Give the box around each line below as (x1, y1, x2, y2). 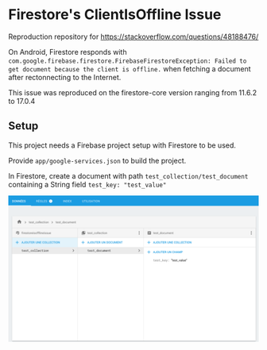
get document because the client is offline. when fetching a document (8, 63, 252, 73)
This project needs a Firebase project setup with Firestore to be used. (8, 140, 237, 150)
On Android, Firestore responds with (8, 47, 127, 56)
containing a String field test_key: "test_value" (8, 179, 167, 189)
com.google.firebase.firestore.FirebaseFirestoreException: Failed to (8, 57, 247, 65)
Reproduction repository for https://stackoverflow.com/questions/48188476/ (8, 32, 259, 41)
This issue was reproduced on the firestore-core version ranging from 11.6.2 (8, 87, 257, 97)
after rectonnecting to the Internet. (8, 72, 122, 82)
